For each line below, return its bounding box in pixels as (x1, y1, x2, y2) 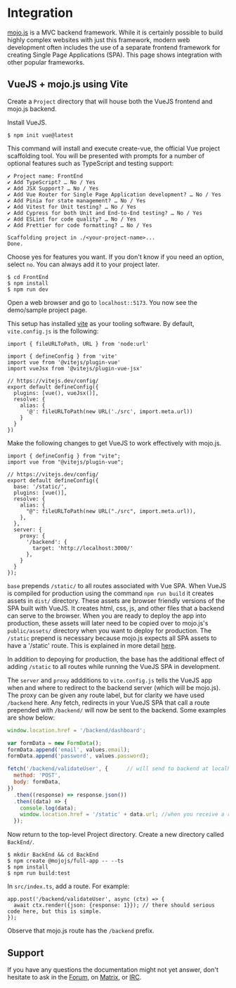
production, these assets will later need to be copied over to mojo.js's (7, 618, 209, 627)
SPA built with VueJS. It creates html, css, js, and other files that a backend (7, 604, 225, 612)
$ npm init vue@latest (7, 131, 74, 138)
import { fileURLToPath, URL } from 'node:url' (7, 340, 150, 347)
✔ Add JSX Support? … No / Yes (7, 185, 99, 192)
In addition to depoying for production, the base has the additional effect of (7, 655, 225, 663)
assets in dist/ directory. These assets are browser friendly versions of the (7, 596, 225, 605)
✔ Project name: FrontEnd (7, 172, 83, 180)
